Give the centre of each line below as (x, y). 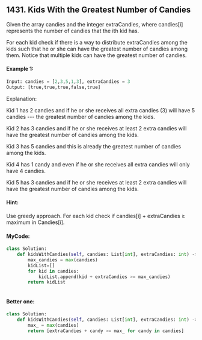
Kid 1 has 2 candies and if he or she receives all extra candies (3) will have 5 (101, 110)
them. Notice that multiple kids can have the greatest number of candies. (96, 55)
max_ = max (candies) (54, 326)
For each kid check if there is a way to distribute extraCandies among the (97, 42)
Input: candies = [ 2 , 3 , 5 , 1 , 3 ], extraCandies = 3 (68, 82)
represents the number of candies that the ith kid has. (73, 31)
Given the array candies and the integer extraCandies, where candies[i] (95, 24)
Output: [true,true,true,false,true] (54, 87)
